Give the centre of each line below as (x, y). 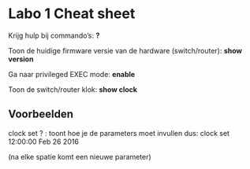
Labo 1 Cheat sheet (72, 14)
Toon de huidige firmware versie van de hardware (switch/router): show (125, 50)
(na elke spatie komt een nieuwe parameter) (80, 156)
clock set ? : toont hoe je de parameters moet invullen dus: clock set (119, 133)
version (21, 59)
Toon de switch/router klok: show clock (73, 89)
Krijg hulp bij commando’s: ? (54, 35)
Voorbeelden (41, 114)
